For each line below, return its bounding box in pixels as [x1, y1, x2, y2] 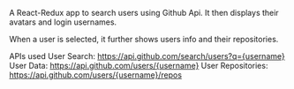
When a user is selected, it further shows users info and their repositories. [9, 34, 279, 44]
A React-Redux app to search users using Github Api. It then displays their [9, 8, 280, 18]
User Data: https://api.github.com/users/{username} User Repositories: [9, 61, 268, 70]
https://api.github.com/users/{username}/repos [9, 70, 183, 80]
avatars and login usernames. [9, 17, 117, 27]
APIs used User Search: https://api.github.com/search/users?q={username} [9, 51, 285, 61]
